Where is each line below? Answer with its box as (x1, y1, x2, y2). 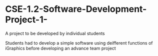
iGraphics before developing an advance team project (5, 45, 116, 51)
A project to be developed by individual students (5, 30, 105, 36)
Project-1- (5, 14, 47, 25)
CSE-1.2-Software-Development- (5, 3, 147, 15)
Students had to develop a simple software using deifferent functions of (5, 40, 153, 46)
